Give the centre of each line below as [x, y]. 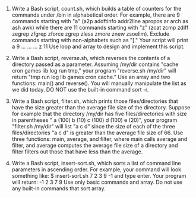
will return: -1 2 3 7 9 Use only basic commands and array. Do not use [97, 182]
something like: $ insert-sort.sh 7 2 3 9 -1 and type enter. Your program [99, 176]
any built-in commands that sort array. [59, 188]
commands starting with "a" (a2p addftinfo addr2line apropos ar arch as [100, 21]
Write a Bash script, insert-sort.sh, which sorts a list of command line [96, 163]
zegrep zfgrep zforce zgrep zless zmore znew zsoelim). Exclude [91, 34]
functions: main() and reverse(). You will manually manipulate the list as [99, 83]
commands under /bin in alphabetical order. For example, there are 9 [96, 15]
